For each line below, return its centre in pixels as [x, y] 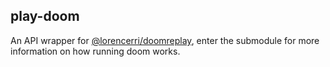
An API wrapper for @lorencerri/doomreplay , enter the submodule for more [165, 40]
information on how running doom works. [95, 51]
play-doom [45, 16]
